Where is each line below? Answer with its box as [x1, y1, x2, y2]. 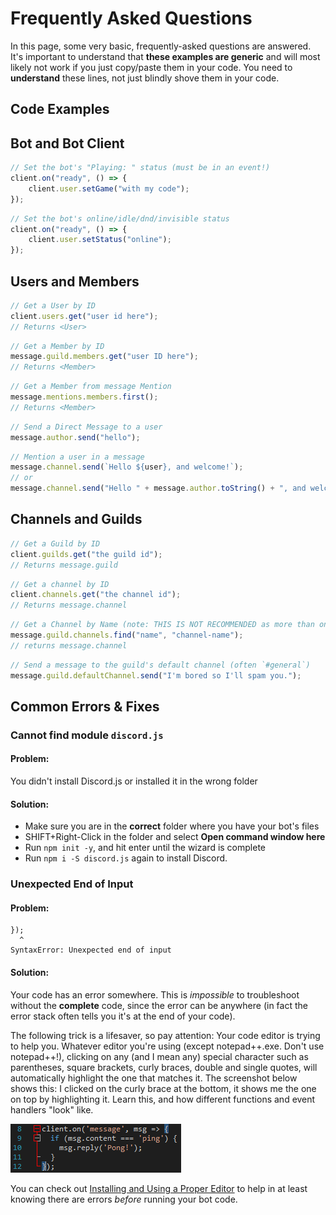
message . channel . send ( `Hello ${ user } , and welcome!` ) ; [10, 462, 244, 472]
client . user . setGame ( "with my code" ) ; [28, 183, 190, 194]
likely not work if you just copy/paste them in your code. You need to [10, 61, 293, 73]
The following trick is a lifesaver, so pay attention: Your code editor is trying [10, 1029, 321, 1041]
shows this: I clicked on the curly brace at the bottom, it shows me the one [10, 1082, 317, 1094]
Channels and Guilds [10, 511, 143, 528]
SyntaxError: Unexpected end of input [10, 945, 172, 956]
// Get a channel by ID [10, 579, 110, 589]
